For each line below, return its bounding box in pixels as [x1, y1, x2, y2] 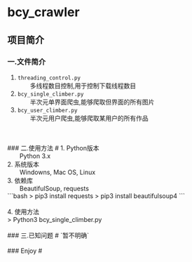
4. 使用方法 [7, 207, 40, 216]
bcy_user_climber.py [17, 107, 78, 114]
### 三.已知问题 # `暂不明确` [7, 231, 90, 240]
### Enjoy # [7, 247, 43, 255]
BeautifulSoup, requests [20, 184, 90, 192]
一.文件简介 [7, 57, 46, 67]
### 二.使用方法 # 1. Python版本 [7, 143, 100, 152]
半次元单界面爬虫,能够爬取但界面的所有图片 [29, 98, 155, 106]
